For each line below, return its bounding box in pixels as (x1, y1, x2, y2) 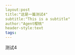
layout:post (5, 7, 30, 12)
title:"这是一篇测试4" (5, 12, 48, 17)
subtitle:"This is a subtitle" (5, 16, 70, 21)
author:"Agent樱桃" (5, 21, 44, 26)
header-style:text (5, 26, 43, 31)
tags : (5, 30, 16, 35)
